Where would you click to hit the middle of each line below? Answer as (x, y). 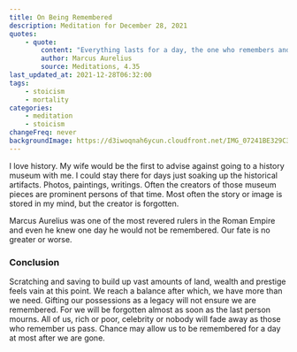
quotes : (23, 34)
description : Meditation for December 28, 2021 (99, 26)
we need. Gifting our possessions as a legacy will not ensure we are (133, 301)
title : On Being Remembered (61, 17)
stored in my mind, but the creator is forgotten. (94, 203)
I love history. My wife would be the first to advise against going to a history (147, 165)
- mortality (47, 99)
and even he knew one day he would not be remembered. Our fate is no (140, 230)
